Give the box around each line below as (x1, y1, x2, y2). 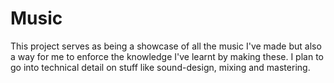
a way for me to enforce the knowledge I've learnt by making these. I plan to (10, 50, 324, 62)
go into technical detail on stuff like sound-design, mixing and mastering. (10, 61, 311, 73)
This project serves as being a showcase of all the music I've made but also (10, 40, 322, 52)
